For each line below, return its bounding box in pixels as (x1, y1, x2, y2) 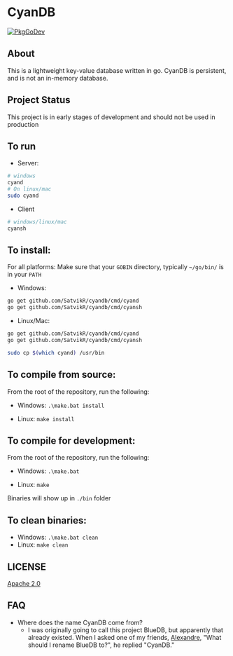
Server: (17, 159, 39, 168)
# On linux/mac (7, 186, 52, 193)
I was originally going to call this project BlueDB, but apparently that (27, 625, 224, 634)
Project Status (7, 94, 71, 106)
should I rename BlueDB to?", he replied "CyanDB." (27, 641, 175, 649)
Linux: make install (17, 414, 75, 423)
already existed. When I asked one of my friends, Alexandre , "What (27, 633, 222, 641)
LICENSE (7, 561, 47, 573)
